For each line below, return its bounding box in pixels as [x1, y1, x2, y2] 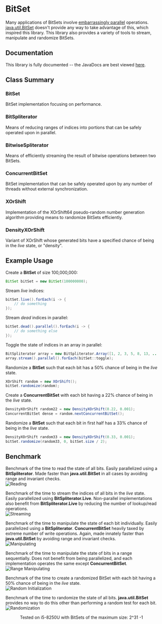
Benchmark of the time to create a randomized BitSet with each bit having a [5, 575, 156, 581]
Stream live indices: [5, 287, 45, 294]
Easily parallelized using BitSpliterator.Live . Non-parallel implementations [5, 495, 152, 501]
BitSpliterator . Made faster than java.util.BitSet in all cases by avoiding [5, 470, 148, 476]
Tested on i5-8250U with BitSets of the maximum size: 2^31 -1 [19, 614, 144, 620]
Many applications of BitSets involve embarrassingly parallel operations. [5, 19, 149, 25]
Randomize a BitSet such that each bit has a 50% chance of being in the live [5, 364, 158, 370]
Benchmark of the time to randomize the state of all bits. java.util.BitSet [5, 594, 148, 600]
